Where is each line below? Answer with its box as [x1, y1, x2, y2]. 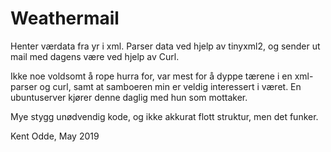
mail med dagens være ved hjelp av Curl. [10, 50, 180, 62]
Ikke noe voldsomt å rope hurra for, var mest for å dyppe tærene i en [10, 70, 293, 82]
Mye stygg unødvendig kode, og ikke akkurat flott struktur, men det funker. [10, 110, 319, 122]
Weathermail [10, 7, 120, 30]
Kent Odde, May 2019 [10, 130, 100, 142]
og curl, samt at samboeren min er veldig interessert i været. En [39, 80, 302, 92]
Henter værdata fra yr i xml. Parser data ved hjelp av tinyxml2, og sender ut [10, 40, 321, 52]
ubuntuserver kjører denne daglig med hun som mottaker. [10, 91, 248, 103]
